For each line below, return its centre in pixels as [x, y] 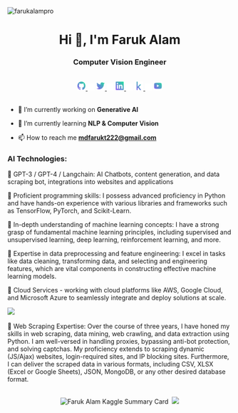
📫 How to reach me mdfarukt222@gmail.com [87, 137]
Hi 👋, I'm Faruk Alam [120, 40]
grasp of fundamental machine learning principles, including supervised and [119, 232]
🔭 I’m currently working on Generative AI [78, 109]
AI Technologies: [37, 158]
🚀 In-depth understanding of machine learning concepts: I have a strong [113, 224]
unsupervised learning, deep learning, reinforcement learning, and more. [114, 240]
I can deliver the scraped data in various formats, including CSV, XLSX [110, 364]
